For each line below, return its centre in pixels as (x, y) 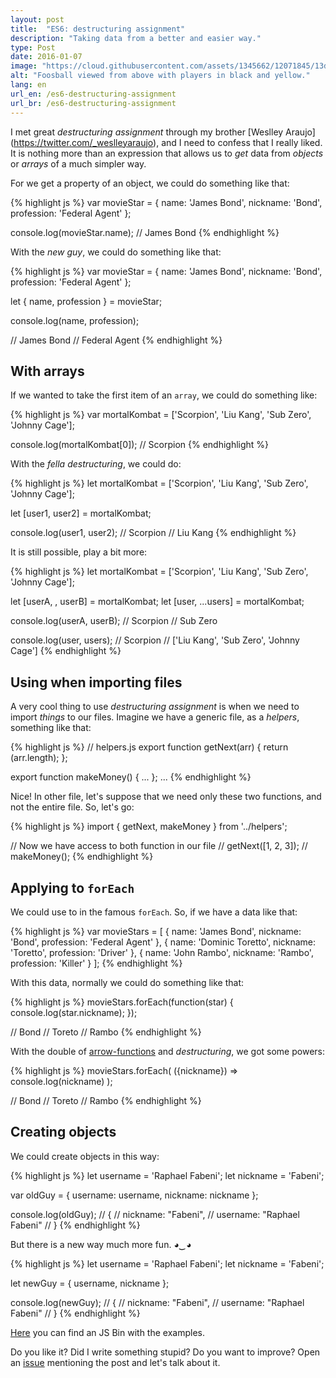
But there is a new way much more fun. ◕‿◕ (101, 1244)
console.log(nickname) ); (61, 1081)
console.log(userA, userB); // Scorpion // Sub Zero (114, 621)
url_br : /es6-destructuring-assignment (93, 103)
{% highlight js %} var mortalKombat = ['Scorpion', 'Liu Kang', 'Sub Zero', (161, 415)
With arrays (47, 371)
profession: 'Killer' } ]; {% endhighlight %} (96, 963)
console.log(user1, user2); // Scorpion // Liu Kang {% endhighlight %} (153, 533)
